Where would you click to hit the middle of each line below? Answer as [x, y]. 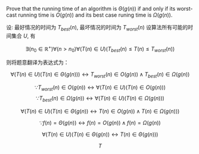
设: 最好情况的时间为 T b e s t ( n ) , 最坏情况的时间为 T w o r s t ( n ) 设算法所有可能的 [97, 28]
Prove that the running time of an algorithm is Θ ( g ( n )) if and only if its [91, 9]
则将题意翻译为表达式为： [38, 63]
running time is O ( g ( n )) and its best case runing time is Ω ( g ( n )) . [95, 15]
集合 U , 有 [23, 36]
